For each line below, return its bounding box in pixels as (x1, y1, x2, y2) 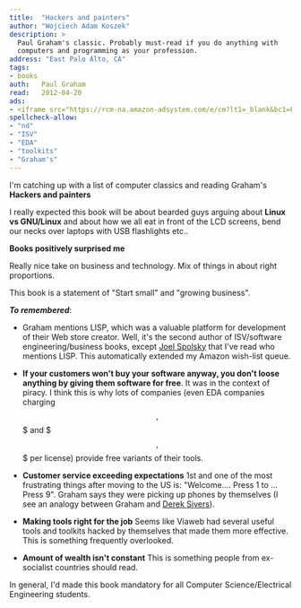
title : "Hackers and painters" (9, 13, 130, 22)
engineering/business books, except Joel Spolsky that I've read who (21, 341, 275, 352)
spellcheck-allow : (9, 113, 78, 122)
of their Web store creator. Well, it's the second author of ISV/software (21, 331, 282, 342)
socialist (21, 561, 54, 572)
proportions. (9, 270, 56, 281)
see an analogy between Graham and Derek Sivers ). (21, 499, 215, 509)
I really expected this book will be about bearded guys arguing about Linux (9, 206, 287, 217)
